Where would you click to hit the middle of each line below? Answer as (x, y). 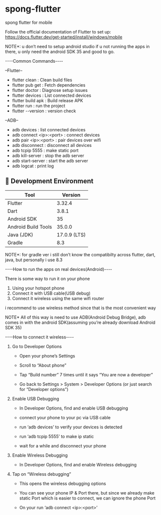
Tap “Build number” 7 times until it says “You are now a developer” (86, 374)
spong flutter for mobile (29, 22)
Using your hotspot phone (38, 288)
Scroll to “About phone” (43, 365)
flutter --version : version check (44, 111)
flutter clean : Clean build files (42, 80)
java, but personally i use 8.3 (34, 260)
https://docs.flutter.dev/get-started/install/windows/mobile (64, 37)
